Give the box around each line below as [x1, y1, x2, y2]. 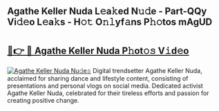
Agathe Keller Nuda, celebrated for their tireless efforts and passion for [7, 89, 209, 97]
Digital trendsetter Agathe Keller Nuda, [93, 67, 202, 74]
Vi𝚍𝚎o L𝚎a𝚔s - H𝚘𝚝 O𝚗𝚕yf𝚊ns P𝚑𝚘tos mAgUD [7, 17, 213, 28]
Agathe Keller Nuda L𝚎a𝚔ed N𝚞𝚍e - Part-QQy [7, 6, 207, 17]
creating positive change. [7, 97, 79, 104]
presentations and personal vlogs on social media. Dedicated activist [7, 82, 204, 90]
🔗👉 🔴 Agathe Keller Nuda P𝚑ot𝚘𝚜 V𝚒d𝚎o [7, 45, 189, 57]
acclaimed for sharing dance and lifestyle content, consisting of [7, 74, 189, 82]
